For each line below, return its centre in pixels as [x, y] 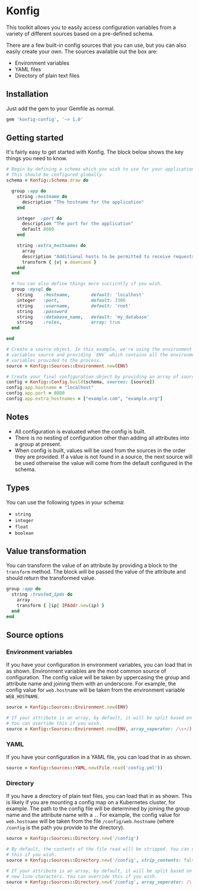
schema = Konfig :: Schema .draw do [47, 180]
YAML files [28, 69]
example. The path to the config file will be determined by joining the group [98, 809]
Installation [27, 94]
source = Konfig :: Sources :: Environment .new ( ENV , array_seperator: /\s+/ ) [99, 729]
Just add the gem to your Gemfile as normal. [61, 109]
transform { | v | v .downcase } [59, 262]
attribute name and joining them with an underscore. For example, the [91, 684]
